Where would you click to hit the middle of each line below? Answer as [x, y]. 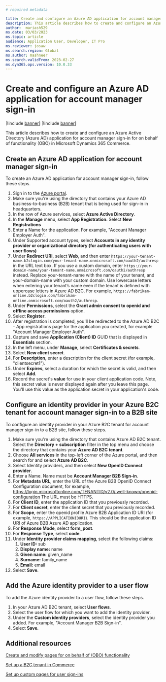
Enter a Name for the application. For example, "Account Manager [80, 230]
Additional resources [38, 644]
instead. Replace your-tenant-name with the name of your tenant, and [83, 275]
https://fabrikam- [132, 291]
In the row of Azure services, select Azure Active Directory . [74, 214]
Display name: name [41, 549]
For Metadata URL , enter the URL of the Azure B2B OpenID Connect [82, 481]
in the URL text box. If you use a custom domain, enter [68, 266]
